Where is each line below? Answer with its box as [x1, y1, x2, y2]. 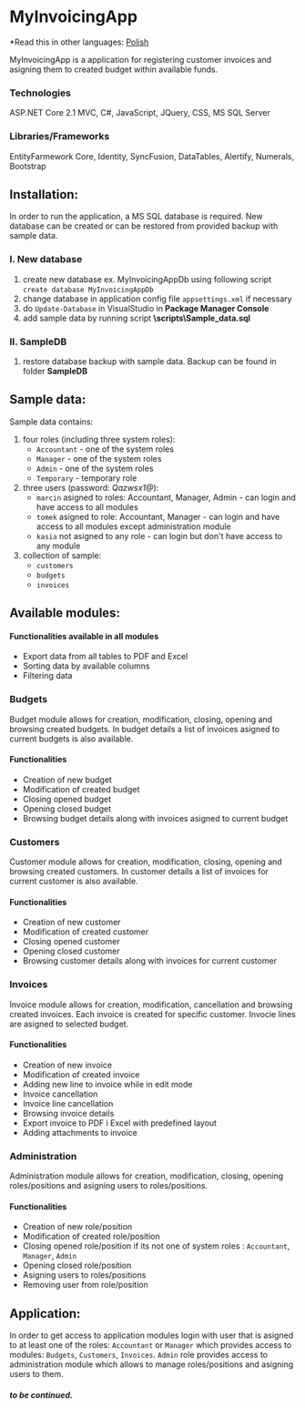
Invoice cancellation [22, 1088, 98, 1099]
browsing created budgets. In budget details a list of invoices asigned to [9, 723, 280, 734]
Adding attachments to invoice [22, 1127, 138, 1138]
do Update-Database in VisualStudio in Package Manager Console [22, 302, 269, 313]
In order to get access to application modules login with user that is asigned [9, 1330, 294, 1341]
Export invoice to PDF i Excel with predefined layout [22, 1117, 217, 1128]
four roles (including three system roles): [22, 434, 176, 444]
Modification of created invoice [22, 1068, 140, 1080]
